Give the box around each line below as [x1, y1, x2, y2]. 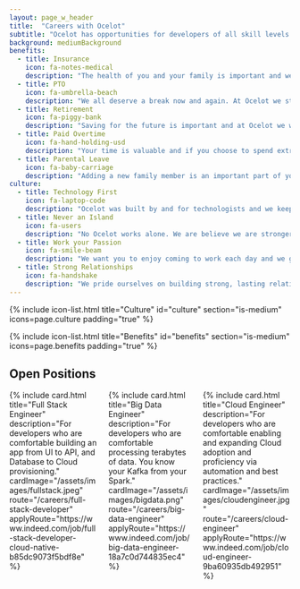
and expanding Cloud [202, 438, 282, 448]
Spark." [108, 475, 136, 486]
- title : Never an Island [17, 212, 114, 222]
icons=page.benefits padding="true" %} [9, 340, 158, 351]
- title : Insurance [17, 55, 90, 64]
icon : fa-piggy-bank [25, 113, 102, 122]
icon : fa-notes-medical [25, 64, 114, 73]
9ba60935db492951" [202, 561, 282, 572]
